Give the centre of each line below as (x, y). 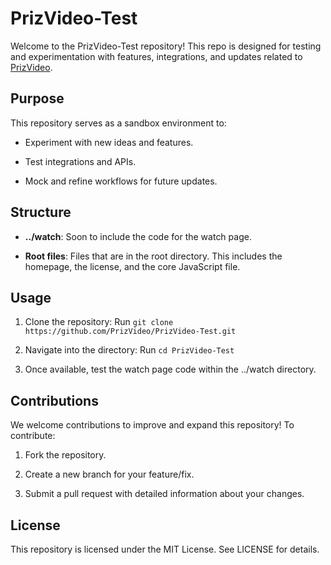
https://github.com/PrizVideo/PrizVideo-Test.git (130, 332)
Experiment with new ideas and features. (109, 142)
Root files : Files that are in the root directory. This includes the (153, 256)
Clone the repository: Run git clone (99, 322)
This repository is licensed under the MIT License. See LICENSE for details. (165, 549)
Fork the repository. (65, 455)
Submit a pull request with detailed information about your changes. (164, 494)
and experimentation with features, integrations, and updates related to (156, 56)
